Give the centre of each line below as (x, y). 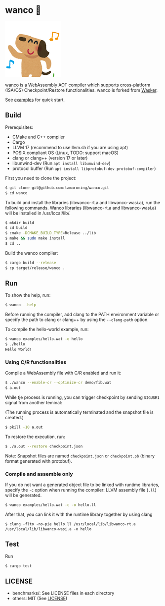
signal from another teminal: (34, 402)
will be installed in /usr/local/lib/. (38, 213)
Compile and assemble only (39, 474)
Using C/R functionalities (36, 362)
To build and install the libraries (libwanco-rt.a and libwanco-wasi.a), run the (83, 202)
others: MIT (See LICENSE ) (40, 599)
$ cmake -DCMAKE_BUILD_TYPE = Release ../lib (51, 233)
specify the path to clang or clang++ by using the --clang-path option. (77, 320)
